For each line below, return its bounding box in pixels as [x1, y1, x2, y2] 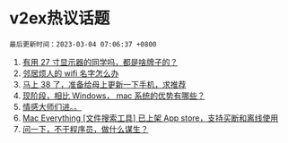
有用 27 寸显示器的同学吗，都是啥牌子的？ [22, 56, 179, 67]
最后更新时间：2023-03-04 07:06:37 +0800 [9, 39, 157, 49]
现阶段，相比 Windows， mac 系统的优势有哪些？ [22, 90, 205, 101]
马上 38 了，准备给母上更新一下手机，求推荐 [22, 79, 187, 89]
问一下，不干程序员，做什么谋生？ [22, 123, 149, 134]
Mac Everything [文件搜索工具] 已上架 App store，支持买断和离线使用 [22, 113, 279, 123]
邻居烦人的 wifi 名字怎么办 [22, 68, 119, 79]
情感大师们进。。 [22, 101, 83, 112]
